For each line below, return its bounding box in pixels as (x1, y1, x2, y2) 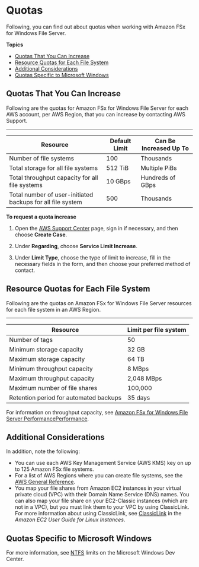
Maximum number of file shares (9, 384, 98, 392)
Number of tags (9, 335, 53, 344)
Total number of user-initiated (9, 191, 94, 199)
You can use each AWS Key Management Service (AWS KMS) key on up (14, 460, 191, 467)
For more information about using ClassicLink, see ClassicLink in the (14, 510, 182, 517)
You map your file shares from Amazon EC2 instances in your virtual (14, 484, 182, 492)
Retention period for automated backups (9, 393, 122, 401)
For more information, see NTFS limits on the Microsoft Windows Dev (6, 549, 175, 556)
